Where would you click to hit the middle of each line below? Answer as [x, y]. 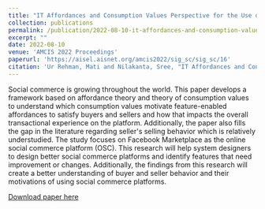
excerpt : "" [28, 37]
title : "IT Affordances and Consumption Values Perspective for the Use [130, 15]
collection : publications [50, 23]
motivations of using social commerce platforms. [88, 181]
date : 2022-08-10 [37, 45]
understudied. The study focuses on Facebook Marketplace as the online [127, 140]
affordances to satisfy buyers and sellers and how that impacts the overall [128, 114]
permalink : [26, 30]
